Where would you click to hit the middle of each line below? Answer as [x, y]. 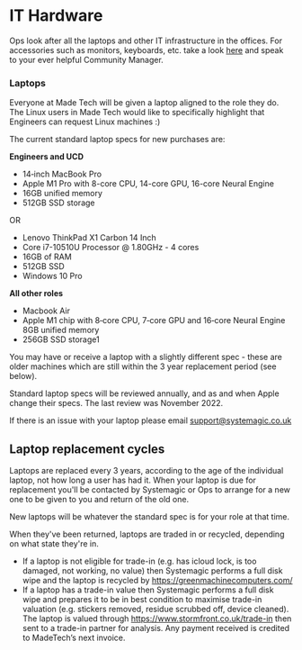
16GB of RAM [47, 257]
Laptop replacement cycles [87, 449]
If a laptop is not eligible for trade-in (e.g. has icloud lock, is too [139, 561]
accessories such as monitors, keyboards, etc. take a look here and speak [147, 50]
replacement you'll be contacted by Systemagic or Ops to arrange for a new [150, 490]
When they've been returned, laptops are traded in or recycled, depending [147, 534]
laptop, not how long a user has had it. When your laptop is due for [133, 480]
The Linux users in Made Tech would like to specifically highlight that [137, 113]
